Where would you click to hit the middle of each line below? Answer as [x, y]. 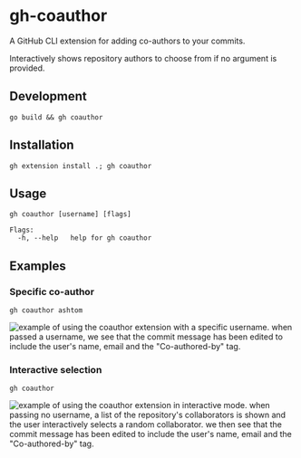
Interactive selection [56, 369]
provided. [27, 68]
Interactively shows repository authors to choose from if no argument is [143, 58]
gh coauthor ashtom [46, 310]
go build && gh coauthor [56, 117]
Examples [38, 266]
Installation [42, 145]
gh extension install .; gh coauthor [81, 166]
